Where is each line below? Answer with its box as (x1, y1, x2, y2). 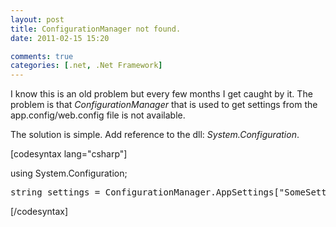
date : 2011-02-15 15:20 (10, 33, 110, 43)
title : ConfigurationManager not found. (10, 24, 182, 34)
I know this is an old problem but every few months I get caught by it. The (10, 88, 313, 100)
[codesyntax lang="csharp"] (10, 148, 128, 160)
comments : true (10, 51, 74, 61)
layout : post (10, 14, 65, 25)
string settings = (10, 187, 101, 198)
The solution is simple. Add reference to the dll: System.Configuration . (10, 129, 300, 141)
